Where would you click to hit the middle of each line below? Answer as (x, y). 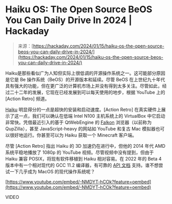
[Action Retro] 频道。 (27, 99)
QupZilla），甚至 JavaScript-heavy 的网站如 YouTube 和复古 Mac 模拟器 (81, 128)
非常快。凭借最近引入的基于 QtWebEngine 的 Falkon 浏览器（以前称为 (79, 122)
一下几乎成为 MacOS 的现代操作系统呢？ (52, 171)
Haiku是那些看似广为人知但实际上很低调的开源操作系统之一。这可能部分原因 (85, 73)
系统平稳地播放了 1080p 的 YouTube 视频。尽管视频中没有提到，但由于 (80, 152)
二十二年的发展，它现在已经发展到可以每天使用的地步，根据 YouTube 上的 (87, 92)
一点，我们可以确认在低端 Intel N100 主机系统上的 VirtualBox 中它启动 (92, 116)
